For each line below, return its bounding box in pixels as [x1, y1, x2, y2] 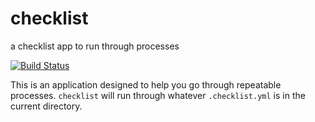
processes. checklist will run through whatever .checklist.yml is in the [10, 89, 306, 101]
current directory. [10, 100, 83, 112]
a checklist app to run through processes [10, 40, 180, 52]
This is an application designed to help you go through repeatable [10, 78, 282, 91]
